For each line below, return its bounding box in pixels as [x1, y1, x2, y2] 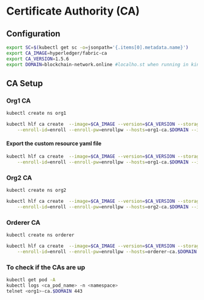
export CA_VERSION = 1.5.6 [6, 56, 69, 62]
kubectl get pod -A [6, 276, 56, 283]
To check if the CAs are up [6, 263, 86, 271]
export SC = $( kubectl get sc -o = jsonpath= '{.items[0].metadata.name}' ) [6, 44, 189, 50]
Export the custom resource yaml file [6, 140, 102, 147]
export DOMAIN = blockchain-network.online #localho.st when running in [6, 61, 189, 67]
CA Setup [6, 78, 43, 89]
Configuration [6, 29, 61, 39]
